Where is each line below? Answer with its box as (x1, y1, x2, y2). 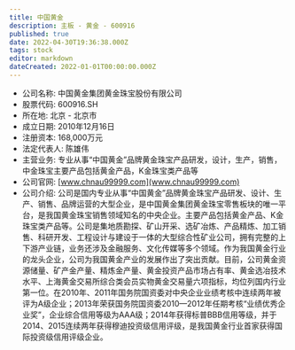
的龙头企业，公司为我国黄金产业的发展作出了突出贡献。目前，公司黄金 (21, 253, 279, 264)
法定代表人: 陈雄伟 (21, 143, 89, 153)
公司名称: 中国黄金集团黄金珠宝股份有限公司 (21, 88, 182, 98)
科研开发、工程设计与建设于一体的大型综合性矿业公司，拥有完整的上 (37, 231, 286, 242)
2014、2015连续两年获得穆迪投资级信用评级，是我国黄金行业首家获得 (21, 320, 276, 331)
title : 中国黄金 (9, 12, 64, 22)
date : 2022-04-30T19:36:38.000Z (9, 37, 128, 47)
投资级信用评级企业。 (29, 331, 108, 342)
